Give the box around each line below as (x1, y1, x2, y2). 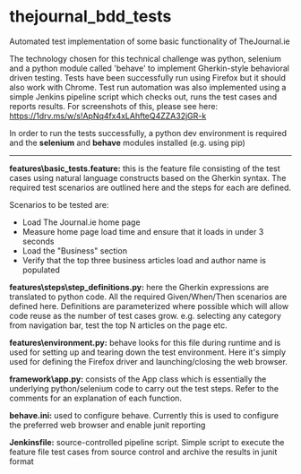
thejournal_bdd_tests (9, 6, 172, 27)
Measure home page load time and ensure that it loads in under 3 (21, 226, 264, 237)
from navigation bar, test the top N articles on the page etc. (9, 320, 228, 331)
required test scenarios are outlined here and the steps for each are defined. (9, 182, 292, 193)
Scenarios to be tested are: (9, 199, 109, 210)
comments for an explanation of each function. (9, 392, 182, 403)
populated (21, 264, 61, 275)
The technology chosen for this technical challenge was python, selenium (9, 53, 282, 64)
